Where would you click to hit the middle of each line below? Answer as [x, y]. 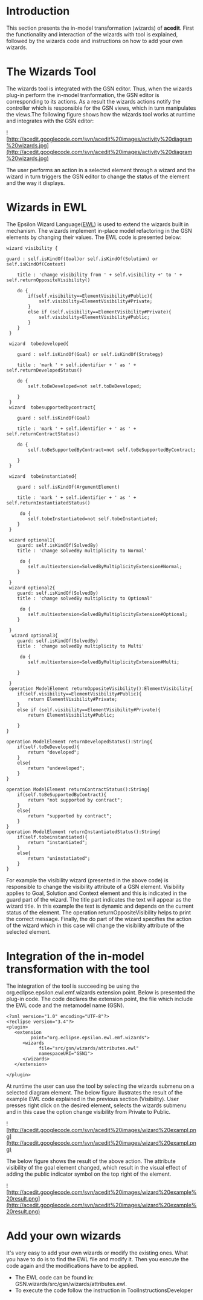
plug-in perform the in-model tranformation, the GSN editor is [83, 95]
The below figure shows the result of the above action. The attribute [91, 1161]
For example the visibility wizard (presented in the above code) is [87, 880]
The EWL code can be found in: [54, 1277]
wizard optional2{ [32, 588]
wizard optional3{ [35, 635]
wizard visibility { [32, 248]
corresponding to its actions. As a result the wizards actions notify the [93, 101]
